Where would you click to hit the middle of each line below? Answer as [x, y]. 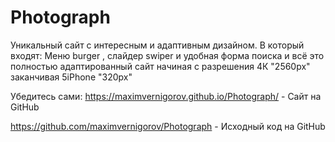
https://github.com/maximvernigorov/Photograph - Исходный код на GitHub [168, 126]
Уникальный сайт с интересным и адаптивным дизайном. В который [157, 45]
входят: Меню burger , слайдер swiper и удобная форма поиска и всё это [167, 55]
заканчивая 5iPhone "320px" [71, 77]
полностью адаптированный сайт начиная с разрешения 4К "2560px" [160, 66]
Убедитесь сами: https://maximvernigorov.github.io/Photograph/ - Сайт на [166, 96]
